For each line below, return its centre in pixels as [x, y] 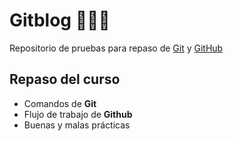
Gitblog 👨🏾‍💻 [60, 20]
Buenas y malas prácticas [77, 125]
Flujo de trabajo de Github [78, 114]
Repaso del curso [65, 79]
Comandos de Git [60, 103]
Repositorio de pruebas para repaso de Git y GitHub [116, 48]
